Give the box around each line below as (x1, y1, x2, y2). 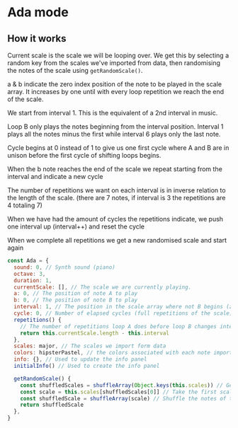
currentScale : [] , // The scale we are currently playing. (13, 284, 192, 291)
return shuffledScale (20, 401, 84, 409)
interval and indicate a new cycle (7, 173, 103, 180)
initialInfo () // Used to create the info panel (13, 362, 160, 369)
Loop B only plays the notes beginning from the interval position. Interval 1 (7, 122, 224, 131)
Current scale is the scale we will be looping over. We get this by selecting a (7, 51, 229, 59)
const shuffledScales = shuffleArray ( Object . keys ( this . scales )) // (20, 381, 223, 389)
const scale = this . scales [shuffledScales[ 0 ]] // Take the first (20, 388, 217, 395)
